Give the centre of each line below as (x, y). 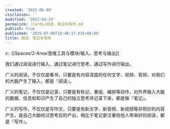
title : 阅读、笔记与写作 (28, 38)
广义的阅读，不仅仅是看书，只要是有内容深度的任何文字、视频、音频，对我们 (85, 74)
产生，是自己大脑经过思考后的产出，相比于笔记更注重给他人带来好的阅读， (83, 115)
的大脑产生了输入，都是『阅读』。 (40, 81)
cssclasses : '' (21, 15)
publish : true (20, 29)
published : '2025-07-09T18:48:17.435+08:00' (53, 33)
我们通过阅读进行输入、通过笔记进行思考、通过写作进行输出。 (70, 64)
